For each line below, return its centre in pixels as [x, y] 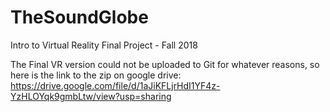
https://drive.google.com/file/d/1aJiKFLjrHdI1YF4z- [115, 85]
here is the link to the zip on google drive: [96, 75]
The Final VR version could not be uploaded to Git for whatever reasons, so [165, 64]
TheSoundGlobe [79, 17]
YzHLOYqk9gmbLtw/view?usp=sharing [91, 96]
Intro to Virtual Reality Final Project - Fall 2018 [104, 45]
